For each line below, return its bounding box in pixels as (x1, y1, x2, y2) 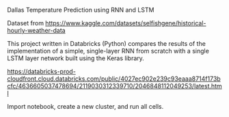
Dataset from (7, 19, 44, 27)
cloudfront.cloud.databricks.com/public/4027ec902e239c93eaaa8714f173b (7, 75, 221, 83)
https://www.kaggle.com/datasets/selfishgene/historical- (45, 19, 206, 27)
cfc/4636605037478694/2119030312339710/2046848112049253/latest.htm (7, 82, 222, 90)
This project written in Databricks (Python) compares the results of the (7, 40, 206, 47)
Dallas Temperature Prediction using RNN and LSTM (7, 6, 154, 14)
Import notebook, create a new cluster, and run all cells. (7, 103, 164, 110)
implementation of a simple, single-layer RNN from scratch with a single (7, 47, 210, 55)
